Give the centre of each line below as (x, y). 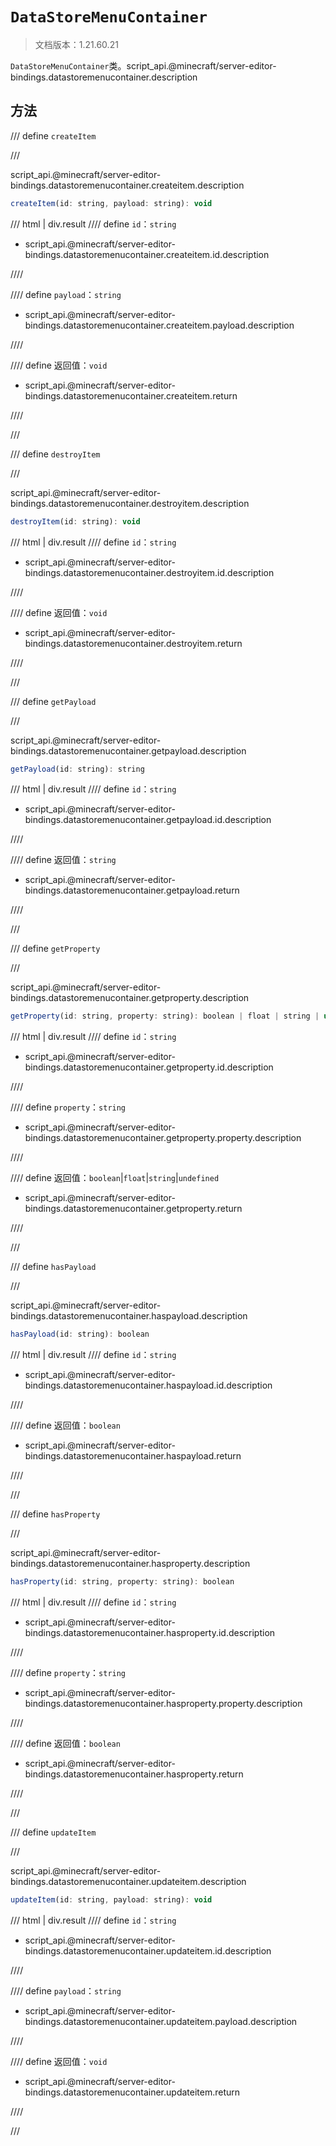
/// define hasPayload (53, 1267)
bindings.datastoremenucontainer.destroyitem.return (133, 643)
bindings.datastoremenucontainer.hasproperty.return (134, 1774)
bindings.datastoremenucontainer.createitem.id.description (147, 254)
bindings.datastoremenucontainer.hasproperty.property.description (163, 1703)
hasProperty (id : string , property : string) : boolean (122, 1582)
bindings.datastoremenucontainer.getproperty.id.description (149, 1067)
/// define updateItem (53, 1832)
